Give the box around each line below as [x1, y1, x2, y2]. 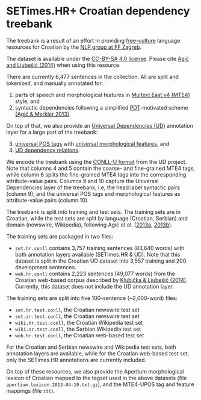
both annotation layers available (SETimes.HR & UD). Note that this [14, 251, 181, 258]
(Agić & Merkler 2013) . [14, 110, 71, 117]
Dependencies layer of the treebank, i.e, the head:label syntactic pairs [6, 184, 181, 191]
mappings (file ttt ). [6, 387, 55, 394]
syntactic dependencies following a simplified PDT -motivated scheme [14, 104, 188, 111]
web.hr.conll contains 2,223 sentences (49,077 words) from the [14, 270, 176, 277]
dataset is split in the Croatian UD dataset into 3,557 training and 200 [14, 257, 187, 264]
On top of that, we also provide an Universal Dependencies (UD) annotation [6, 122, 194, 129]
